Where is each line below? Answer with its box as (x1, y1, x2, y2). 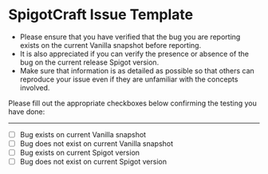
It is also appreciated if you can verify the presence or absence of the (19, 49, 250, 58)
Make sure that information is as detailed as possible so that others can (19, 65, 255, 75)
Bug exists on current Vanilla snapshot (19, 129, 146, 139)
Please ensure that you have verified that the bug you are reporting (19, 32, 241, 42)
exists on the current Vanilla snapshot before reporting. (19, 40, 202, 49)
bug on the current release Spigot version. (19, 57, 160, 67)
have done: (8, 106, 45, 117)
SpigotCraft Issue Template (8, 6, 194, 24)
